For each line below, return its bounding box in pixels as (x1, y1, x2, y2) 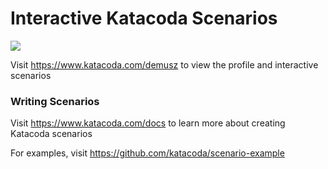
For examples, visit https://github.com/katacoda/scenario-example (10, 147, 285, 159)
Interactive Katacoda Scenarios (10, 7, 278, 30)
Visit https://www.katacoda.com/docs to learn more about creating (10, 117, 286, 129)
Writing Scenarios (10, 94, 100, 108)
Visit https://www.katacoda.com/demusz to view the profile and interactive (10, 58, 319, 71)
